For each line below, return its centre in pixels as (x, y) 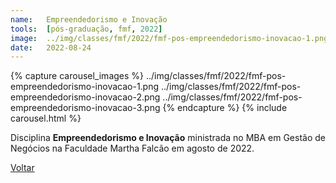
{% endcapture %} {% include (225, 108)
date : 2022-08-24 (51, 47)
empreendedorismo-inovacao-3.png (85, 108)
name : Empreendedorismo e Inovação (89, 19)
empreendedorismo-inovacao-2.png (85, 97)
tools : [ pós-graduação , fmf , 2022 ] (86, 29)
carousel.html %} (46, 118)
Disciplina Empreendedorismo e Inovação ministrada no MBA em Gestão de (168, 138)
